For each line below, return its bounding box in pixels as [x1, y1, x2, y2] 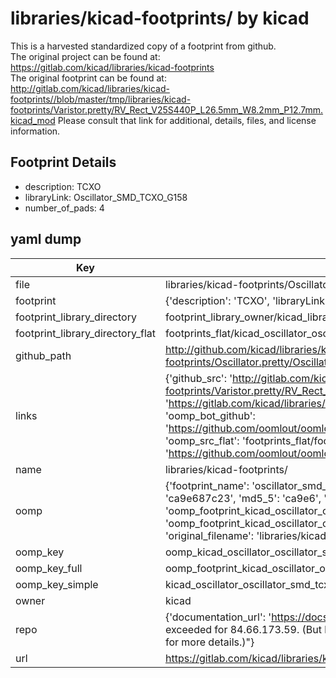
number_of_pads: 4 [24, 202, 105, 214]
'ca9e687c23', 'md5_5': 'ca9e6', [164, 491, 322, 505]
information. [10, 125, 61, 137]
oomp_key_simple [15, 577, 99, 591]
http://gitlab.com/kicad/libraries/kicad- [10, 82, 170, 94]
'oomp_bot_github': [164, 408, 256, 422]
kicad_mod [10, 114, 56, 126]
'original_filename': [164, 528, 255, 542]
